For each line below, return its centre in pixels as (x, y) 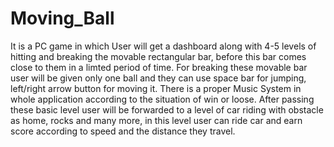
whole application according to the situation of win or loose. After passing (162, 99)
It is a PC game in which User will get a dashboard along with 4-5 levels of (163, 46)
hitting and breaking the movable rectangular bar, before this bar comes (158, 56)
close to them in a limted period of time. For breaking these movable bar (159, 67)
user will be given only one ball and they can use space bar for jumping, (158, 78)
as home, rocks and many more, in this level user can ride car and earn (156, 120)
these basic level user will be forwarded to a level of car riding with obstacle (167, 109)
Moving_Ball (62, 18)
